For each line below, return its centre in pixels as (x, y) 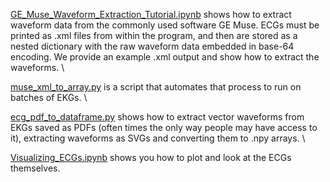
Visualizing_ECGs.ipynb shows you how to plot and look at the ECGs (151, 157)
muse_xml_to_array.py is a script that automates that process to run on (156, 87)
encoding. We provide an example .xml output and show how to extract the (165, 57)
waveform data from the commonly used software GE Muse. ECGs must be (165, 25)
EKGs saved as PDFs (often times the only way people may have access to (164, 127)
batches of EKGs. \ (49, 97)
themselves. (35, 168)
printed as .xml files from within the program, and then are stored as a (154, 35)
